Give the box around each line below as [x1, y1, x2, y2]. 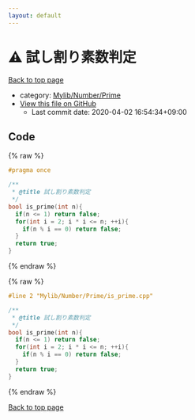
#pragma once [8, 166, 51, 174]
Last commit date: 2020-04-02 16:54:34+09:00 [31, 107, 187, 116]
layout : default [8, 11, 62, 20]
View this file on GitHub [19, 98, 97, 108]
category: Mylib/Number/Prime [19, 90, 121, 100]
